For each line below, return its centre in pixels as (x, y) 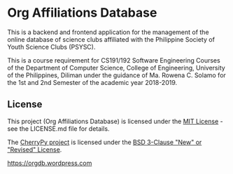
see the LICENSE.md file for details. (58, 128)
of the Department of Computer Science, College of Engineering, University (116, 68)
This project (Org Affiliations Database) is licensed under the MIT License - (115, 121)
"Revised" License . (35, 149)
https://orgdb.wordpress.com (50, 163)
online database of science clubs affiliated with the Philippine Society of (111, 39)
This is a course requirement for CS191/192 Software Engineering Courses (114, 60)
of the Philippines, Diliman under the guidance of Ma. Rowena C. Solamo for (116, 75)
